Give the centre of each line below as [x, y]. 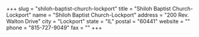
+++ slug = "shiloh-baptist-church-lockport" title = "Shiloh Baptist [89, 9]
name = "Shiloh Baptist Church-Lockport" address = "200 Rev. [111, 15]
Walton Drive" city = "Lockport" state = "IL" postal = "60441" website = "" [98, 21]
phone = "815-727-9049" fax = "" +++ [54, 27]
